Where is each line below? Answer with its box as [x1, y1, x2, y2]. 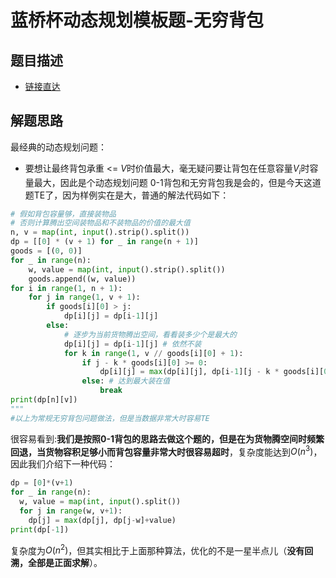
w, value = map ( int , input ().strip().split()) [28, 264, 226, 275]
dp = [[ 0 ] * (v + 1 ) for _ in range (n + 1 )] [10, 237, 199, 247]
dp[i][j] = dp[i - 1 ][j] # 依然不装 [63, 339, 202, 349]
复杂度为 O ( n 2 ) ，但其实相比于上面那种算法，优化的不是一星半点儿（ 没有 [10, 542, 305, 556]
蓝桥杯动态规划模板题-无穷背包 [10, 9, 265, 32]
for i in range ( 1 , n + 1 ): [10, 283, 123, 293]
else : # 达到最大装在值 [81, 376, 171, 386]
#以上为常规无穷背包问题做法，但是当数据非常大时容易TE [10, 413, 210, 423]
